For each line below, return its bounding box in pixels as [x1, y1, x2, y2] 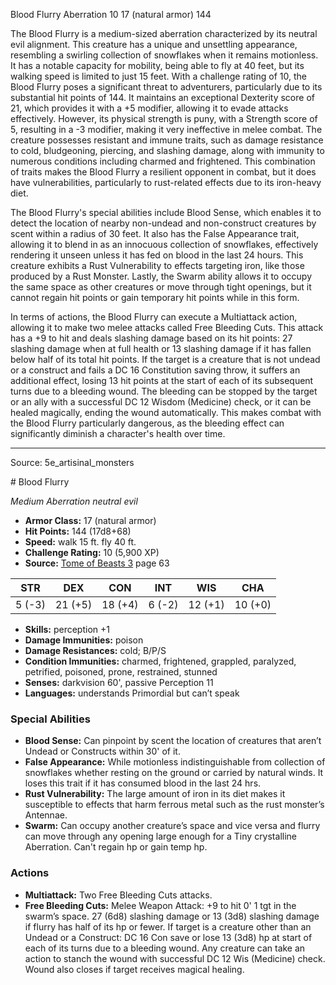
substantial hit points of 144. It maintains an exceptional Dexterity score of [10, 92, 315, 103]
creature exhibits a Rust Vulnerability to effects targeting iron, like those [10, 260, 305, 271]
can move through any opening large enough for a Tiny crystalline [24, 830, 297, 843]
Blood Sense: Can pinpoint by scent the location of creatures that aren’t [24, 735, 322, 747]
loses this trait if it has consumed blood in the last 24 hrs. [24, 777, 262, 789]
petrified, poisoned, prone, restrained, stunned [24, 666, 218, 678]
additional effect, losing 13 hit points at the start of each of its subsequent [10, 375, 314, 386]
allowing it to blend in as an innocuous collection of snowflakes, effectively [10, 239, 319, 250]
